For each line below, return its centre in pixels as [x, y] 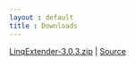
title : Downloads [43, 26]
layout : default [42, 17]
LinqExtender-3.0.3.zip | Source [68, 51]
